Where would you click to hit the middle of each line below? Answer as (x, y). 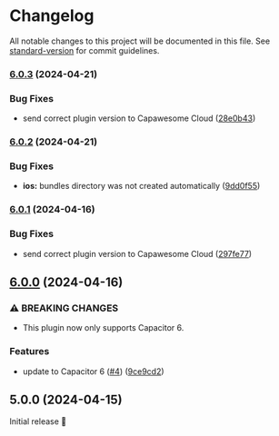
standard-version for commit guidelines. (85, 50)
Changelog (52, 16)
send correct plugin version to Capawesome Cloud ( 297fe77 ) (137, 253)
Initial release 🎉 (38, 421)
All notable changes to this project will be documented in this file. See (140, 41)
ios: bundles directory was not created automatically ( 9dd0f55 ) (141, 186)
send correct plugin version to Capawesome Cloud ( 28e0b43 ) (139, 118)
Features (30, 352)
